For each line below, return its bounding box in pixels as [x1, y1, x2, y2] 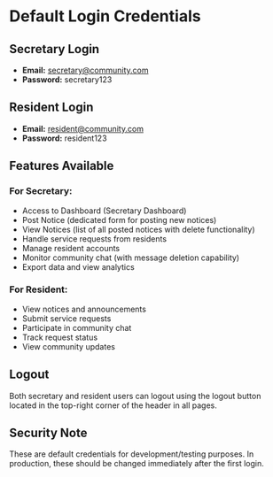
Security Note [9, 426, 88, 440]
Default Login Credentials [9, 6, 201, 27]
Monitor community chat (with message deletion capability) [21, 252, 240, 263]
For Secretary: [9, 185, 73, 197]
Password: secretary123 [21, 74, 113, 85]
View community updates [21, 341, 115, 351]
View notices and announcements [21, 304, 146, 314]
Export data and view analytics [21, 261, 135, 272]
